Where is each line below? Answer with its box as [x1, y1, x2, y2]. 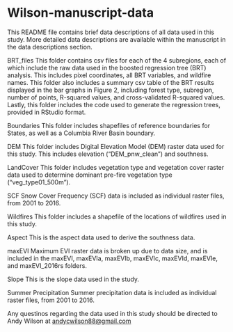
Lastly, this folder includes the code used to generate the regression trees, [7, 100, 220, 109]
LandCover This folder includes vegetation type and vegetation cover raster [7, 163, 225, 171]
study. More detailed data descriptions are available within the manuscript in [7, 35, 226, 43]
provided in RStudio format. [7, 108, 86, 116]
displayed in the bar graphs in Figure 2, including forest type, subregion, [7, 86, 214, 94]
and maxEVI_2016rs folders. [7, 261, 87, 269]
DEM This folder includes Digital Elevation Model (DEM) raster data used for [7, 142, 225, 150]
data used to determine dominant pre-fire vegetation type [7, 171, 172, 179]
